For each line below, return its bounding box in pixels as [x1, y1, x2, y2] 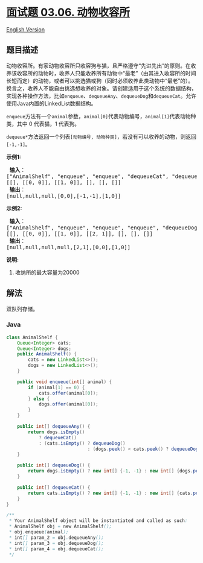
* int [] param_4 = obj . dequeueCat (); [8, 546, 104, 552]
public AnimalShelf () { [17, 351, 77, 357]
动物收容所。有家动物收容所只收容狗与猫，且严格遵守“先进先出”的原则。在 [6, 62, 192, 69]
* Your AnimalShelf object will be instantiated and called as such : [8, 518, 188, 524]
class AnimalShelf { [6, 334, 59, 340]
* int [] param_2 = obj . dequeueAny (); [8, 535, 104, 541]
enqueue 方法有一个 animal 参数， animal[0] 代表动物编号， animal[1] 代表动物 [6, 112, 191, 119]
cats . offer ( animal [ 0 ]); [38, 390, 98, 396]
